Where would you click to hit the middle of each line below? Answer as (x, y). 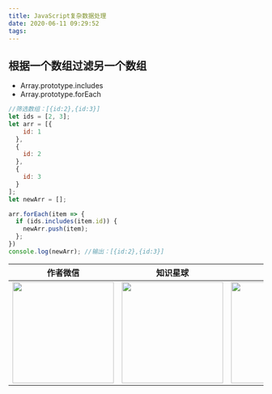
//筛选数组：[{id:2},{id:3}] (55, 109)
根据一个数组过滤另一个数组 (78, 66)
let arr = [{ (30, 124)
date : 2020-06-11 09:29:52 (54, 23)
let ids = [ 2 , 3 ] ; (39, 117)
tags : (17, 31)
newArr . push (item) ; (56, 229)
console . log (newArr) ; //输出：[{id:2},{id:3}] (86, 252)
